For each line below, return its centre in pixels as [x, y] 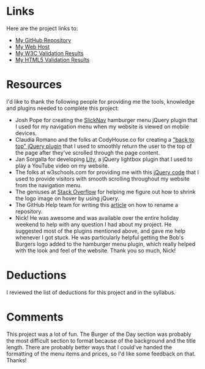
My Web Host [32, 47]
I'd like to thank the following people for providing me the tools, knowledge [100, 101]
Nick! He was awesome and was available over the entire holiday [97, 218]
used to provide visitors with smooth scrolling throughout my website [102, 179]
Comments [35, 317]
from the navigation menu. [48, 185]
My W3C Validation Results [49, 53]
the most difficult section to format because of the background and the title [101, 340]
